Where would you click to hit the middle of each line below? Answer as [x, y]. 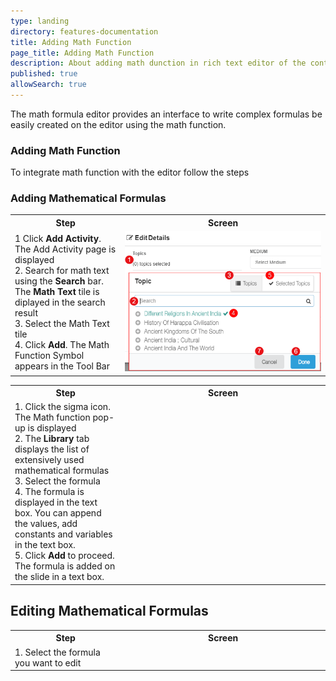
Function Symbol [49, 356]
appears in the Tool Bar [62, 366]
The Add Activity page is [65, 249]
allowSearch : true [48, 85]
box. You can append [58, 513]
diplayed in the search [60, 302]
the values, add [46, 524]
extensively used [49, 460]
